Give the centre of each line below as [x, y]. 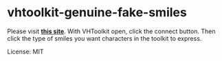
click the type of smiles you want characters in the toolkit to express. [104, 38]
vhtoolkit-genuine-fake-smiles [97, 13]
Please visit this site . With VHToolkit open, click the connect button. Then [111, 31]
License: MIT [25, 52]
